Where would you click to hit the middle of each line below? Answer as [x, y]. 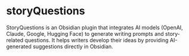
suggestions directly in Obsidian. [73, 46]
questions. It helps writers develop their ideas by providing [97, 40]
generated [19, 46]
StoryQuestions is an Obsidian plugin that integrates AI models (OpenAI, [94, 27]
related [15, 40]
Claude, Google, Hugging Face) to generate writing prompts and [85, 33]
